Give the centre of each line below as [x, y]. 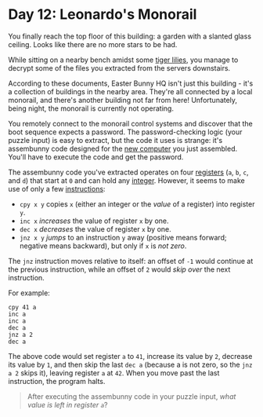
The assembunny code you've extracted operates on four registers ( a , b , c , [128, 172]
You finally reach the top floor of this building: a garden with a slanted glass [130, 36]
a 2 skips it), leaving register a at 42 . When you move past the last [114, 373]
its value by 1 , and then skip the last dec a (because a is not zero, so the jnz [130, 364]
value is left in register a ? [67, 404]
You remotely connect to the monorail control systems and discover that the [130, 123]
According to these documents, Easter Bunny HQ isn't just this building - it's [131, 83]
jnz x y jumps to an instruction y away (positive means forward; [123, 237]
